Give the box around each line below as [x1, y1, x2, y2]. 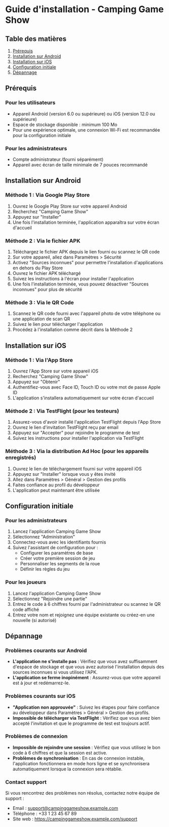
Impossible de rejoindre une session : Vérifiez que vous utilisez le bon [12, 744, 160, 750]
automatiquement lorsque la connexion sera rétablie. [12, 766, 122, 772]
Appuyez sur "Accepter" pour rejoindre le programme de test [12, 430, 140, 436]
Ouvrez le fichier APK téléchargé [12, 270, 81, 276]
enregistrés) [5, 454, 36, 461]
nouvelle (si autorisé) [12, 617, 57, 623]
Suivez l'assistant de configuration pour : [12, 545, 98, 551]
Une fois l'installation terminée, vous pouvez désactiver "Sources [12, 281, 149, 287]
